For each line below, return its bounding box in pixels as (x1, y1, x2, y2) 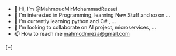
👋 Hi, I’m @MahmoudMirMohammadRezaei (13, 6, 118, 12)
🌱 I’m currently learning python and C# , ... (13, 18, 116, 24)
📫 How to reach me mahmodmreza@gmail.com (13, 31, 130, 37)
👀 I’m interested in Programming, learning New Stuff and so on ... (13, 12, 171, 18)
